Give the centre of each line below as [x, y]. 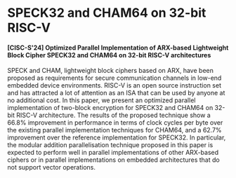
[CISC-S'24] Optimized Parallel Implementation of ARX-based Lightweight [118, 48]
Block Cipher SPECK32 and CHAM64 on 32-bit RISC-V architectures [109, 55]
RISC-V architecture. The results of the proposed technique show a [113, 115]
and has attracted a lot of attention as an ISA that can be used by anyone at [116, 93]
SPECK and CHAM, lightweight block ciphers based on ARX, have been [111, 71]
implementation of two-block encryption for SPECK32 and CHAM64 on [110, 108]
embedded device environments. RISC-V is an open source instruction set [114, 85]
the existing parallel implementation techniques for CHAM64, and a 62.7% [115, 130]
